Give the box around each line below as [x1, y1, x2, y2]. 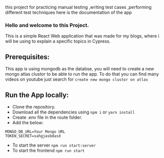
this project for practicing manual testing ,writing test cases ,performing [5, 4, 152, 10]
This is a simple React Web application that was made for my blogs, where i [5, 33, 160, 39]
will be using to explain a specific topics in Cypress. [5, 38, 111, 44]
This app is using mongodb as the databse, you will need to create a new [5, 66, 155, 72]
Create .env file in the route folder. [12, 114, 83, 120]
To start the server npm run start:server [12, 142, 96, 148]
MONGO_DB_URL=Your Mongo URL [5, 129, 65, 134]
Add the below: [12, 119, 44, 125]
